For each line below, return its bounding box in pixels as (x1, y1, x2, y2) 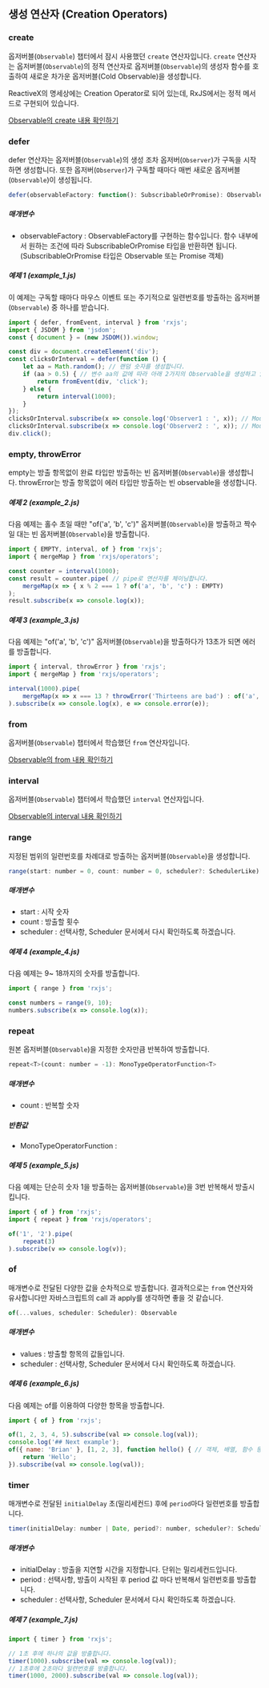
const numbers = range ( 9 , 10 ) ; (8, 999, 113, 1007)
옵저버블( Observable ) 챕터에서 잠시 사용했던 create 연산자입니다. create (8, 51, 235, 61)
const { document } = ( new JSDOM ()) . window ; (8, 333, 159, 342)
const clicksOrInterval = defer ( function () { (8, 355, 167, 363)
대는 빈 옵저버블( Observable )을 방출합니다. (16, 529, 150, 539)
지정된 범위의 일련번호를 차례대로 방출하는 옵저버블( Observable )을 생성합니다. (8, 851, 251, 860)
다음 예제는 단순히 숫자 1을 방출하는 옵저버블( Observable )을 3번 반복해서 (8, 1182, 234, 1192)
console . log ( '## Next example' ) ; (8, 1438, 120, 1446)
